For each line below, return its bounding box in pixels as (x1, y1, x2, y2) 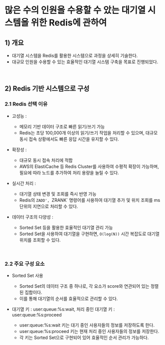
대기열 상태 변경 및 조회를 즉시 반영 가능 (19, 190, 97, 197)
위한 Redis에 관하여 (30, 17, 107, 28)
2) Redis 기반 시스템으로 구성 (4, 84, 90, 93)
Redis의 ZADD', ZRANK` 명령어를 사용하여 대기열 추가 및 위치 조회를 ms (19, 197, 161, 203)
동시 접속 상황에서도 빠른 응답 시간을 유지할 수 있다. (19, 136, 119, 142)
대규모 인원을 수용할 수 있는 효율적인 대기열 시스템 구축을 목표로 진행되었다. (11, 59, 159, 65)
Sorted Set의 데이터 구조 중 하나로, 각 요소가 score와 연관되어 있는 (19, 283, 150, 289)
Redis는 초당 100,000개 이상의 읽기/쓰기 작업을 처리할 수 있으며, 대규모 (19, 130, 158, 136)
